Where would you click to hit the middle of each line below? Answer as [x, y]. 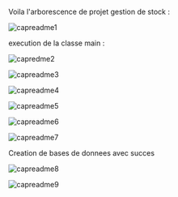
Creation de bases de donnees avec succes [82, 153]
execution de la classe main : [57, 43]
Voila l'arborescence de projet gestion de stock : [89, 12]
